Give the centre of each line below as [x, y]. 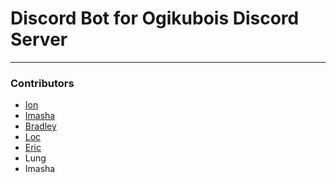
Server [39, 39]
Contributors [42, 83]
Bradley [40, 126]
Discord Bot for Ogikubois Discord [155, 18]
